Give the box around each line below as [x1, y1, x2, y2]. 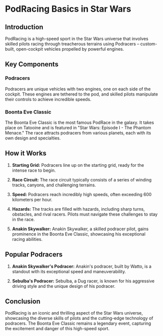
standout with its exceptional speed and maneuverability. [12, 268, 126, 274]
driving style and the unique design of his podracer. [12, 283, 115, 289]
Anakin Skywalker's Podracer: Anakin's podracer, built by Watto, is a [12, 263, 152, 269]
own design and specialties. [5, 135, 61, 141]
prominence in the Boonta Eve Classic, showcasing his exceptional [12, 231, 146, 237]
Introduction [5, 23, 44, 31]
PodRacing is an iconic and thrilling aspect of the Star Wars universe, [5, 310, 143, 316]
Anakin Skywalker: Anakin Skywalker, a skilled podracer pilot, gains [12, 226, 149, 232]
